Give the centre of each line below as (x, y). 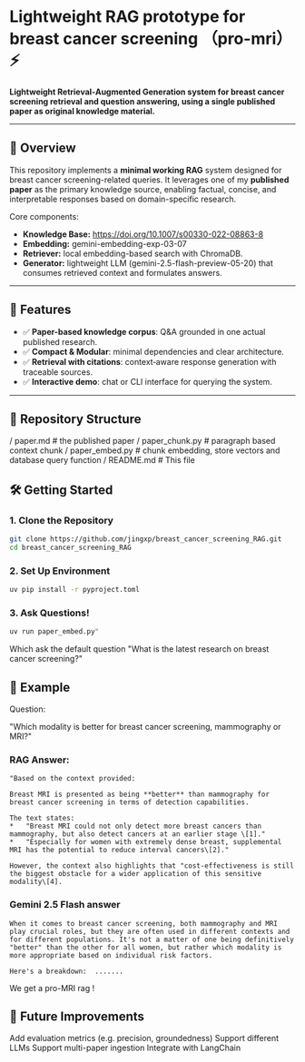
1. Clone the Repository (61, 520)
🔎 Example (40, 687)
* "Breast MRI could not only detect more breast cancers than (135, 826)
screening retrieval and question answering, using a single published (143, 101)
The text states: (42, 819)
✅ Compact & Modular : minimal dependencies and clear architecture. (153, 351)
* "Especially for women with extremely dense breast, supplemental (146, 842)
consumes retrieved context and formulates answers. (122, 272)
